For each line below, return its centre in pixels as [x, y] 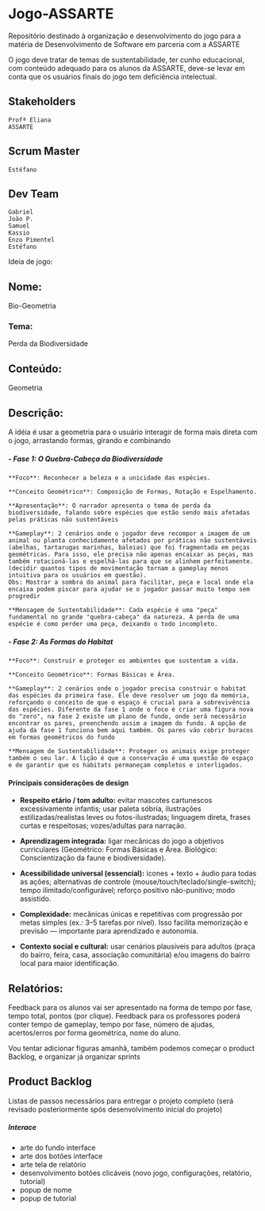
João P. [21, 219]
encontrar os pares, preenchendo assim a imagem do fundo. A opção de [127, 724]
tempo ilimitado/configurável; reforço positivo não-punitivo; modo [127, 891]
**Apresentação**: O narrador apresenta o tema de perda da [110, 506]
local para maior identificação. [69, 964]
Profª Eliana [30, 120]
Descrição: [36, 413]
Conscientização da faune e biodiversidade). [93, 858]
